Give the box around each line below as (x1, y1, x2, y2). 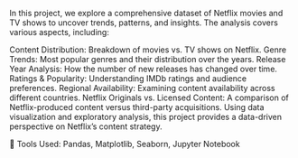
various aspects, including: (9, 27, 110, 37)
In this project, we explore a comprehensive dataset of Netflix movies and (9, 8, 284, 18)
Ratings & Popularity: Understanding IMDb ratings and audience (9, 73, 247, 84)
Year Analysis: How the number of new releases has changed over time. (9, 63, 278, 74)
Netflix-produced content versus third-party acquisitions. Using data (9, 102, 265, 112)
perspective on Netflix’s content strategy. (9, 121, 163, 132)
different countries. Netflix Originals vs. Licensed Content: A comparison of (9, 92, 289, 103)
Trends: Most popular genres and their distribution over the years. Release (9, 54, 286, 64)
